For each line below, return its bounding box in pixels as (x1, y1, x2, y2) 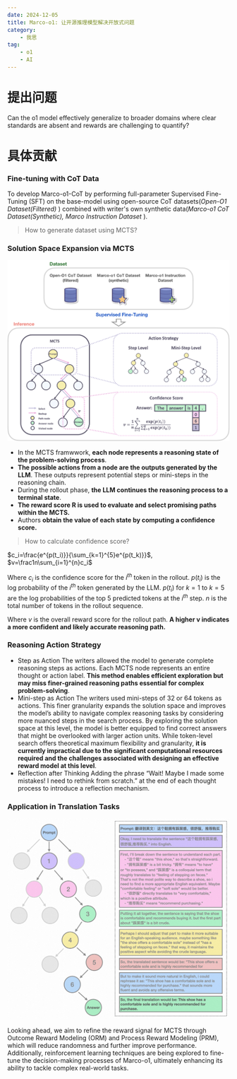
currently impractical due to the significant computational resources (17, 746, 223, 754)
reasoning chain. (17, 478, 67, 486)
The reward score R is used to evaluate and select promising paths (17, 501, 217, 509)
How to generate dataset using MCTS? (24, 226, 138, 235)
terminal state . (17, 494, 61, 501)
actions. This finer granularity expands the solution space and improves (17, 701, 226, 710)
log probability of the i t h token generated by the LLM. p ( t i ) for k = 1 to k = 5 (7, 582, 225, 593)
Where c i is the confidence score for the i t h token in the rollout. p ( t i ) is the (7, 572, 221, 583)
